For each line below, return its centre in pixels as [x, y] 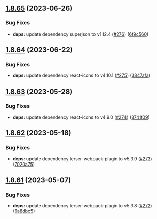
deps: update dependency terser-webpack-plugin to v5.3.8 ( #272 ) [82, 206]
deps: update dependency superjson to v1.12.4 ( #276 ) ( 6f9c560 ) [81, 34]
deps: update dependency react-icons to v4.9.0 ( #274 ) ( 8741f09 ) [81, 117]
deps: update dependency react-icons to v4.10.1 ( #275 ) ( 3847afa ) [82, 75]
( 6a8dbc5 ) [24, 211]
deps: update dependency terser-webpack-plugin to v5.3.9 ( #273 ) [82, 159]
